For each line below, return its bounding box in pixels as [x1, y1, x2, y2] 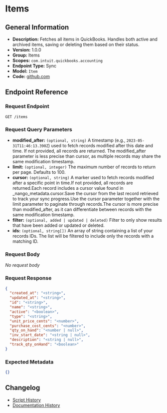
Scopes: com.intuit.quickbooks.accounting [12, 58, 103, 63]
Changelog [5, 383, 40, 392]
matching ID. [12, 238, 39, 244]
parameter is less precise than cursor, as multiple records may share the [12, 153, 161, 159]
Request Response [5, 275, 52, 282]
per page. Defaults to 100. [12, 169, 66, 175]
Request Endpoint [5, 103, 49, 110]
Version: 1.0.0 [12, 47, 41, 53]
